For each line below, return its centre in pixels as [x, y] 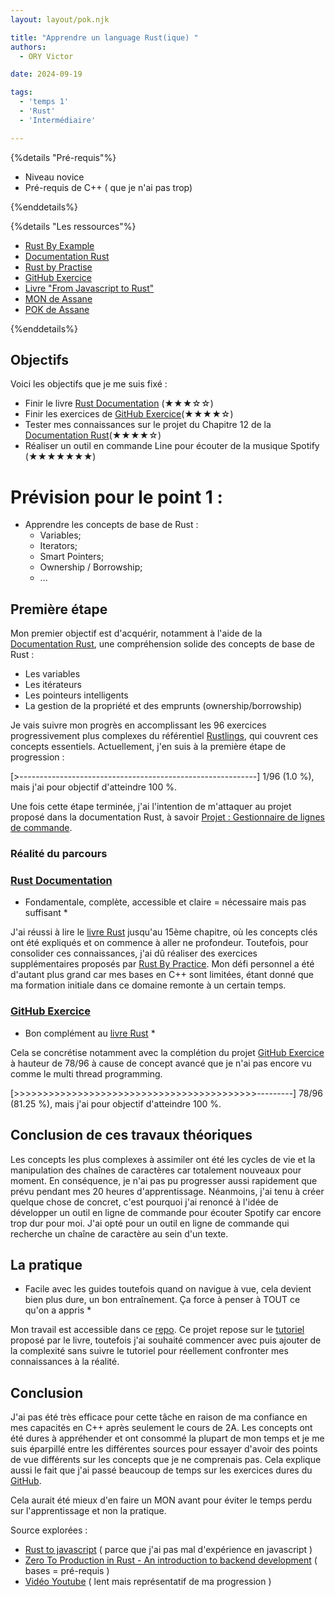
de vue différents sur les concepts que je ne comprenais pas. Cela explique [166, 1460]
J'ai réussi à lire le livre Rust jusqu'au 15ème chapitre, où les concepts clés [164, 932]
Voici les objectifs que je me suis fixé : [89, 384]
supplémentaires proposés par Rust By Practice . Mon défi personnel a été [162, 964]
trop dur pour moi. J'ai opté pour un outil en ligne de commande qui [150, 1223]
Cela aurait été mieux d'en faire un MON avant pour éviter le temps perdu [161, 1500]
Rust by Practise [58, 267]
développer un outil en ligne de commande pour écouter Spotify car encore [166, 1212]
